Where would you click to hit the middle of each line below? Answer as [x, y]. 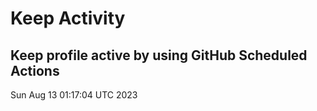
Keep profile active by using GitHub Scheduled [159, 55]
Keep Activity [68, 18]
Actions [35, 70]
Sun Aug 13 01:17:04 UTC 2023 [74, 95]
